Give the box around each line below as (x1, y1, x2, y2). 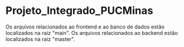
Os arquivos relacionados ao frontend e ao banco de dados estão (5, 23, 165, 30)
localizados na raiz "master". (5, 35, 75, 42)
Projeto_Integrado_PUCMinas (5, 4, 154, 17)
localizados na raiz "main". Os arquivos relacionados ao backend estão (5, 29, 178, 36)
